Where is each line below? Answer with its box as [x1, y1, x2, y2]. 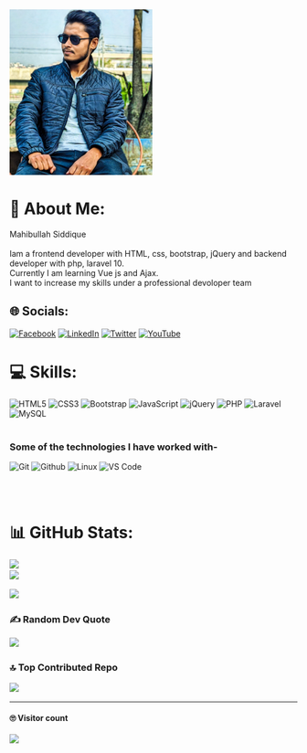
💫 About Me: [9, 198, 106, 219]
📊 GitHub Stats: [9, 523, 134, 543]
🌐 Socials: [9, 303, 69, 319]
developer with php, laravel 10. [9, 258, 125, 269]
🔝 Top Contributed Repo [9, 662, 119, 674]
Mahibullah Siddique [9, 228, 87, 239]
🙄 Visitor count [9, 713, 69, 724]
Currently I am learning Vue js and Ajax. [9, 267, 159, 278]
